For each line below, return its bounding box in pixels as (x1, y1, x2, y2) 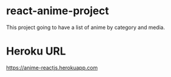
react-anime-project (6, 4, 109, 18)
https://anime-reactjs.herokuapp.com (6, 64, 98, 71)
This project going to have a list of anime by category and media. (6, 24, 165, 31)
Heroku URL (6, 44, 66, 58)
